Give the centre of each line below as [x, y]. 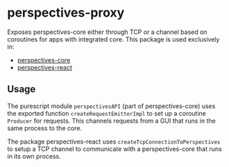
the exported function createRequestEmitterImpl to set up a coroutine [107, 113]
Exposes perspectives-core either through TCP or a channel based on [107, 32]
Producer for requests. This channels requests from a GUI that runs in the [112, 121]
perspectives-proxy [66, 13]
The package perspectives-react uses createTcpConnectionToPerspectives [114, 141]
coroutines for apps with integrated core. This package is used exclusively [113, 39]
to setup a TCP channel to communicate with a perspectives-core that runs [114, 149]
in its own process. [34, 156]
